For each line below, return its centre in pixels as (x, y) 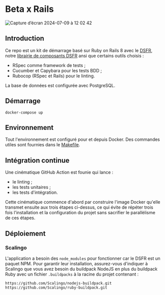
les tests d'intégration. (35, 192)
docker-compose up (24, 113)
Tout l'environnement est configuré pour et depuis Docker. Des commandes (82, 139)
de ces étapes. (20, 218)
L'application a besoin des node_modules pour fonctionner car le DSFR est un (83, 258)
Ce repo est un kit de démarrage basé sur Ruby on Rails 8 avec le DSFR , (79, 50)
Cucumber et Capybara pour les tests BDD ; (57, 70)
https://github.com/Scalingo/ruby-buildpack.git (56, 288)
